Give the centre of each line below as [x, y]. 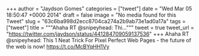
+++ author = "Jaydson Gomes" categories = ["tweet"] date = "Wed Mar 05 [99, 9]
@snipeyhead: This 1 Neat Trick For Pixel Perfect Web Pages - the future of [99, 40]
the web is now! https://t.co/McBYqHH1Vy [58, 46]
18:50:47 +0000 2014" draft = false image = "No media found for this [91, 15]
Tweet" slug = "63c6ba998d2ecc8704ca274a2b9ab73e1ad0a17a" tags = [96, 21]
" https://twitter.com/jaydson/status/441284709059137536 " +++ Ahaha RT [98, 34]
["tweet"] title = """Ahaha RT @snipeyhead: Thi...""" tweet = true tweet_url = [100, 27]
